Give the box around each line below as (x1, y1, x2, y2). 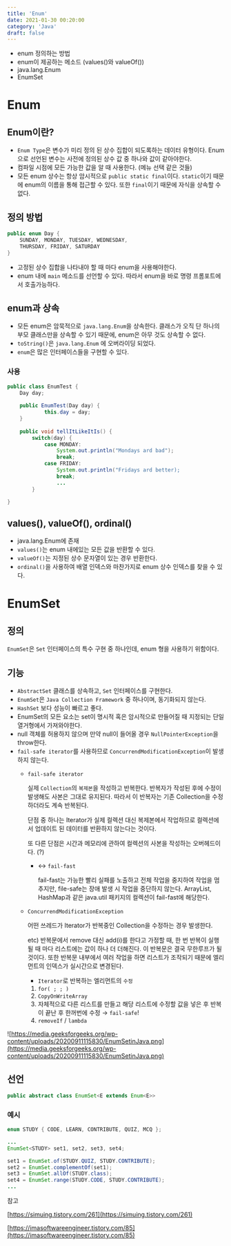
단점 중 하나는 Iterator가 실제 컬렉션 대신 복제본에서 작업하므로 (27, 816, 196, 824)
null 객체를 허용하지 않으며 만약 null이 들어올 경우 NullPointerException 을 (17, 730, 219, 738)
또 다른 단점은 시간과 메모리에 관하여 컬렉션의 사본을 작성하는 (27, 839, 192, 848)
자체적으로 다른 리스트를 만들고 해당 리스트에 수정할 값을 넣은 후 (37, 1000, 209, 1008)
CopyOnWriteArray (37, 993, 88, 1000)
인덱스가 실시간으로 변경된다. (46, 962, 124, 970)
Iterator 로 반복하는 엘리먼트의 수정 (37, 976, 133, 985)
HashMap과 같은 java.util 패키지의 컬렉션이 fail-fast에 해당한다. (37, 893, 210, 902)
